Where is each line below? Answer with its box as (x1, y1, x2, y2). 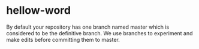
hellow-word (6, 4, 71, 17)
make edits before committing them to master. (6, 36, 120, 43)
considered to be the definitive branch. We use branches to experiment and (6, 29, 193, 36)
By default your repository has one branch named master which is (6, 23, 170, 30)
